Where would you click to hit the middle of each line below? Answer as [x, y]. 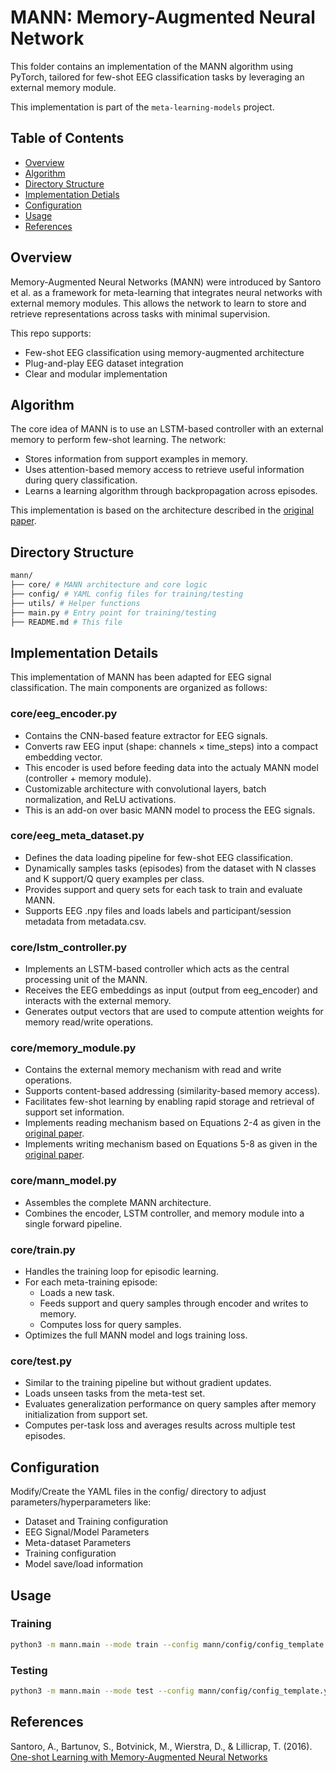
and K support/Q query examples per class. [114, 878]
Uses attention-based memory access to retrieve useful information [164, 470]
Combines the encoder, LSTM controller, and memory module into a [164, 1213]
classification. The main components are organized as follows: [139, 688]
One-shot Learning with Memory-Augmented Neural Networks [139, 1757]
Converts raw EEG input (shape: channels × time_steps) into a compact [171, 746]
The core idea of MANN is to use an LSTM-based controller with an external [167, 429]
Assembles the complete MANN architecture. [118, 1202]
